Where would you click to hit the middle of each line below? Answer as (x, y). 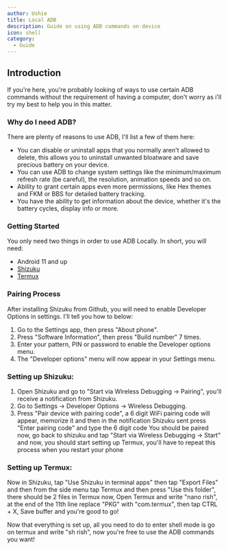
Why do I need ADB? (42, 122)
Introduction (34, 73)
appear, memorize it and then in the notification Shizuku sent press (112, 420)
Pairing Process (34, 294)
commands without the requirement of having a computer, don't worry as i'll (114, 97)
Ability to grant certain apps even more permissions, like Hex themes (114, 187)
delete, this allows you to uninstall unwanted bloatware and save (108, 158)
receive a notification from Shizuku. (67, 399)
